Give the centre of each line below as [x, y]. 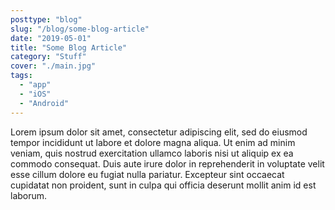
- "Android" [44, 103]
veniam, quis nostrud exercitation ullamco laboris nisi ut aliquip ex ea [152, 153]
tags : [21, 76]
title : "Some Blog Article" [69, 47]
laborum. [29, 195]
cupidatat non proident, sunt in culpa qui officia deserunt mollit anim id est [163, 185]
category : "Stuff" [48, 57]
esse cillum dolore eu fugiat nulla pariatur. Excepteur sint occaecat [147, 174]
